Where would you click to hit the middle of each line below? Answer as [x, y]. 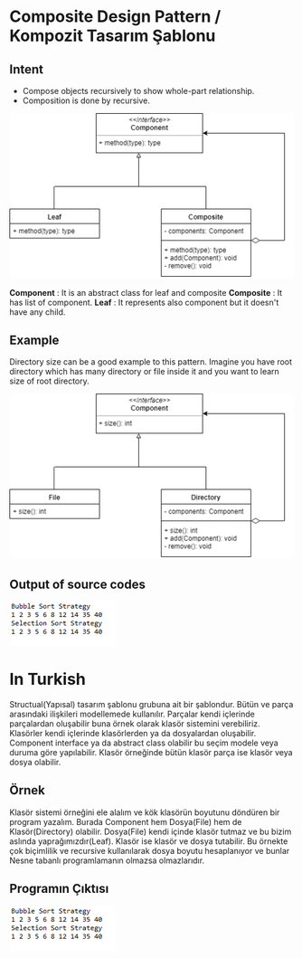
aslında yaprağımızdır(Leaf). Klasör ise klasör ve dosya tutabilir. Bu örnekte [149, 841]
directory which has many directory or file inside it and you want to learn [145, 372]
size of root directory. [50, 381]
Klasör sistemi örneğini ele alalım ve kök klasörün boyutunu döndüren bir [145, 812]
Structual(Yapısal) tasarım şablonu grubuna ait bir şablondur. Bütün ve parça [151, 704]
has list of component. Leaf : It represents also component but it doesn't [144, 302]
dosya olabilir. [35, 762]
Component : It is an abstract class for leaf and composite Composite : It [146, 292]
